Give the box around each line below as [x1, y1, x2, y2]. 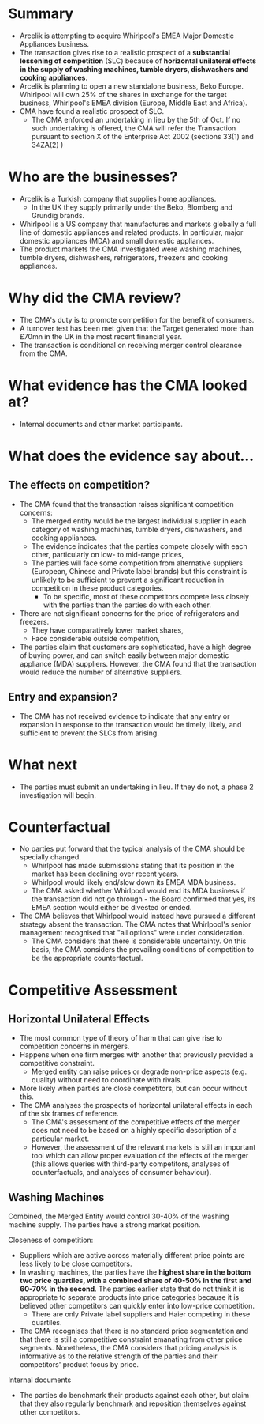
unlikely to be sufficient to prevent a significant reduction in [31, 575, 225, 584]
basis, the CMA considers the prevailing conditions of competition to [31, 945, 255, 954]
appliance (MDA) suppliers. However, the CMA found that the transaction [19, 659, 257, 668]
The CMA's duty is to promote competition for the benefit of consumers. [19, 315, 255, 324]
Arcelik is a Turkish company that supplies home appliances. [19, 194, 217, 203]
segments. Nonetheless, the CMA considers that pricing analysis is [19, 1343, 238, 1353]
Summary [8, 5, 73, 23]
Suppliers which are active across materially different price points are [19, 1251, 246, 1260]
